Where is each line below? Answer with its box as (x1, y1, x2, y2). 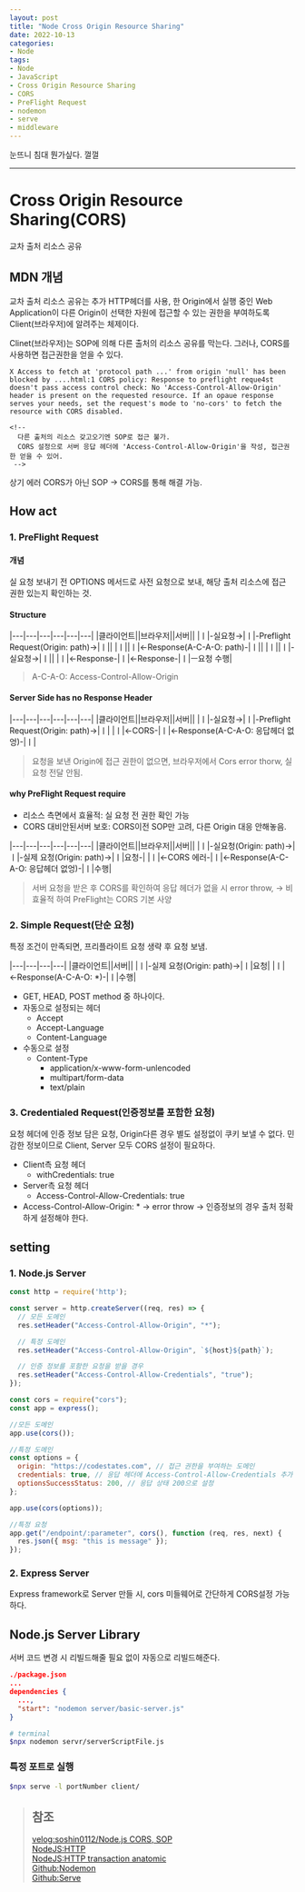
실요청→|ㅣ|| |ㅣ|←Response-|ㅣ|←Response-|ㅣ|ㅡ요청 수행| (9, 653, 233, 664)
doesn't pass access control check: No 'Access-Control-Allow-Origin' (9, 383, 282, 392)
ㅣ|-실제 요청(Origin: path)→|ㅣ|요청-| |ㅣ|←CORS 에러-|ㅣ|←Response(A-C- (9, 851, 289, 862)
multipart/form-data (49, 1072, 124, 1083)
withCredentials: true (35, 1170, 115, 1180)
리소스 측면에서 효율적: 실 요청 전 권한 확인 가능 (22, 810, 190, 821)
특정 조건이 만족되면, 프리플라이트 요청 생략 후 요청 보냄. (9, 941, 208, 952)
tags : (9, 55, 30, 65)
